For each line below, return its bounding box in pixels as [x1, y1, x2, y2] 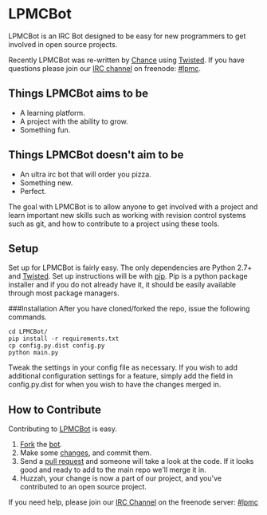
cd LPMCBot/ [8, 328, 48, 336]
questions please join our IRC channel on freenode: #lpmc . [8, 63, 202, 73]
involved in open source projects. [8, 39, 118, 49]
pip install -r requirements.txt [8, 335, 120, 343]
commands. [8, 312, 48, 322]
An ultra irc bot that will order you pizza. [19, 169, 151, 179]
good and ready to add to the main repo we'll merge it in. [19, 465, 207, 475]
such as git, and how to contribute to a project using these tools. [8, 219, 220, 228]
